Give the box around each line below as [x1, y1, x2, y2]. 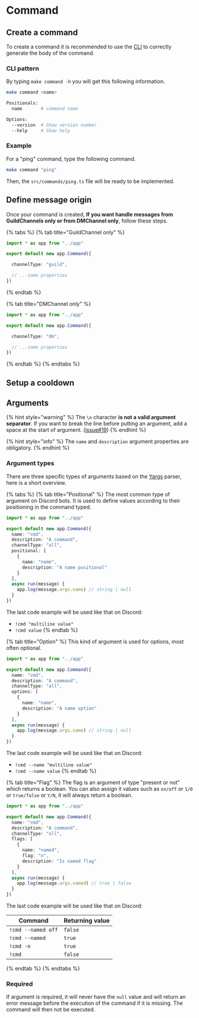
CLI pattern [6, 64, 40, 72]
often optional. [6, 644, 42, 651]
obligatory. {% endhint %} [6, 444, 70, 451]
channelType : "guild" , [11, 262, 68, 268]
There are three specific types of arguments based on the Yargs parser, [6, 472, 182, 480]
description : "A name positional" [21, 564, 108, 570]
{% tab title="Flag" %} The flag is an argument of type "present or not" [6, 779, 180, 786]
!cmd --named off [9, 927, 58, 933]
